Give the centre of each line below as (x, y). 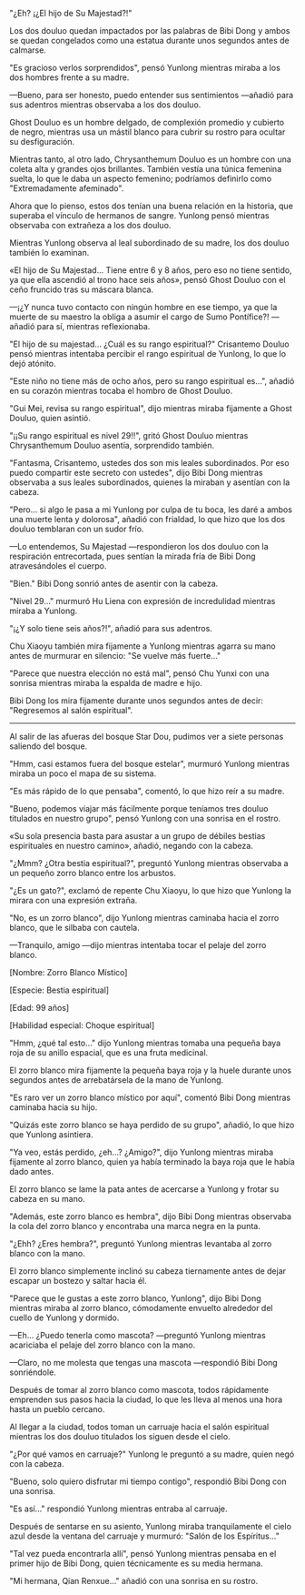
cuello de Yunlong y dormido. (64, 1317)
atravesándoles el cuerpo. (58, 566)
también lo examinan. (49, 252)
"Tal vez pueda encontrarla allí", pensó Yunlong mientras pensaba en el (143, 1554)
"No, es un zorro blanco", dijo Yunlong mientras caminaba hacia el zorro (144, 918)
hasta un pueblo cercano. (57, 1409)
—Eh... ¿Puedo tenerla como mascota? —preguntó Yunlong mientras (138, 1335)
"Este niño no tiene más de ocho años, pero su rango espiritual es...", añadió (152, 381)
